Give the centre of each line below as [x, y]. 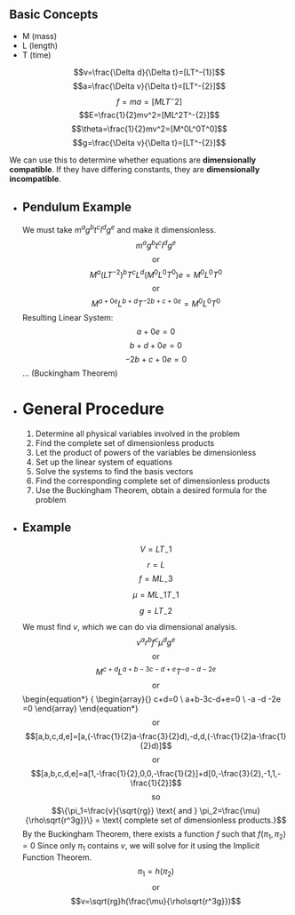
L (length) [40, 45]
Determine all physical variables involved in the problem [138, 434]
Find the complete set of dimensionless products [125, 442]
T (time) [36, 55]
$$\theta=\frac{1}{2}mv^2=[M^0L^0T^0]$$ [149, 129]
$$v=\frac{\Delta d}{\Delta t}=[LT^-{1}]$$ [149, 72]
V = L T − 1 [156, 550]
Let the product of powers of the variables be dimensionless [146, 452]
